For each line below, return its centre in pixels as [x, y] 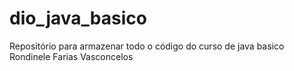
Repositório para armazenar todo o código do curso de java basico [147, 46]
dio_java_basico [78, 18]
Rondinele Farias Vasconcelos [71, 56]
